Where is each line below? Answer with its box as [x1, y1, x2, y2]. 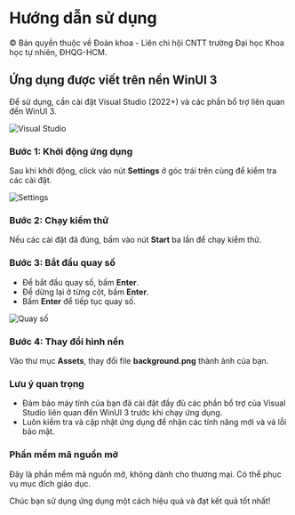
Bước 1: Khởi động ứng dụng [9, 145, 133, 157]
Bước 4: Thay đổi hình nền [9, 335, 124, 348]
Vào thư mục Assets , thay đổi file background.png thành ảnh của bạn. [9, 355, 269, 366]
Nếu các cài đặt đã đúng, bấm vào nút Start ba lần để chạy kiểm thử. [9, 235, 262, 245]
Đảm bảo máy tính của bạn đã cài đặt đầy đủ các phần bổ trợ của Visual [21, 398, 286, 408]
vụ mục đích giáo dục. [9, 478, 92, 488]
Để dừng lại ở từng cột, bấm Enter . [21, 286, 149, 297]
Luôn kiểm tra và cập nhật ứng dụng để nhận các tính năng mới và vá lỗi [21, 417, 287, 428]
